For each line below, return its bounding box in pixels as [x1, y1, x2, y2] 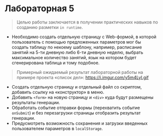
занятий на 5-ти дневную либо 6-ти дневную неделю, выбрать [11, 49, 143, 55]
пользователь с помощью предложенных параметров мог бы [11, 39, 141, 45]
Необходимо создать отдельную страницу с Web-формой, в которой [11, 34, 157, 40]
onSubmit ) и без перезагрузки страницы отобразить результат [11, 110, 141, 115]
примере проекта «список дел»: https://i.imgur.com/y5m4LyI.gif [16, 74, 149, 80]
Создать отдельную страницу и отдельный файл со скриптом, [11, 84, 142, 90]
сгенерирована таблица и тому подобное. [11, 60, 100, 66]
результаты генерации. [11, 99, 61, 105]
